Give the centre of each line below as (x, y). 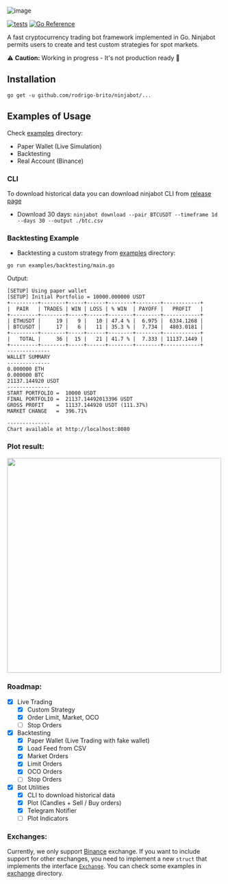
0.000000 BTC (26, 375)
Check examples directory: (45, 133)
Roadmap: (25, 687)
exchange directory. (35, 874)
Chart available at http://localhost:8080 (68, 430)
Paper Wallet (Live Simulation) (59, 146)
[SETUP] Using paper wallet (47, 291)
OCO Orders (45, 772)
